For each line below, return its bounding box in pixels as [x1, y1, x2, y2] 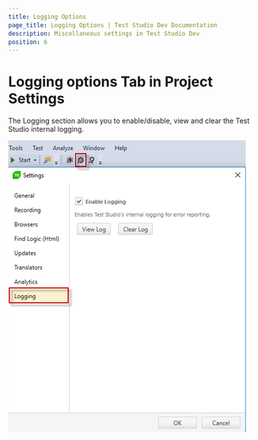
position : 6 [8, 38, 47, 46]
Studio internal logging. [8, 124, 85, 134]
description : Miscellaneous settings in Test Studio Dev [8, 29, 200, 37]
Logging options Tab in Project [8, 73, 214, 91]
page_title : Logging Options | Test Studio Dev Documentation [8, 21, 218, 29]
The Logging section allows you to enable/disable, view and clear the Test [8, 116, 250, 126]
